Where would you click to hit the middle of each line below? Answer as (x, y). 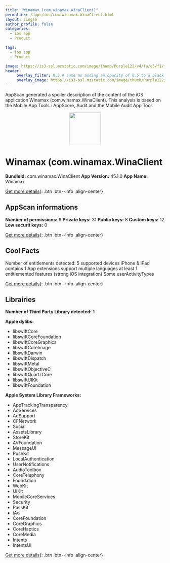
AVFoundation (27, 443)
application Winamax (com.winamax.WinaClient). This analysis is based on (83, 100)
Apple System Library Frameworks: (43, 395)
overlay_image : (33, 80)
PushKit (21, 454)
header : (13, 71)
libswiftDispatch (29, 358)
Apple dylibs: (19, 322)
